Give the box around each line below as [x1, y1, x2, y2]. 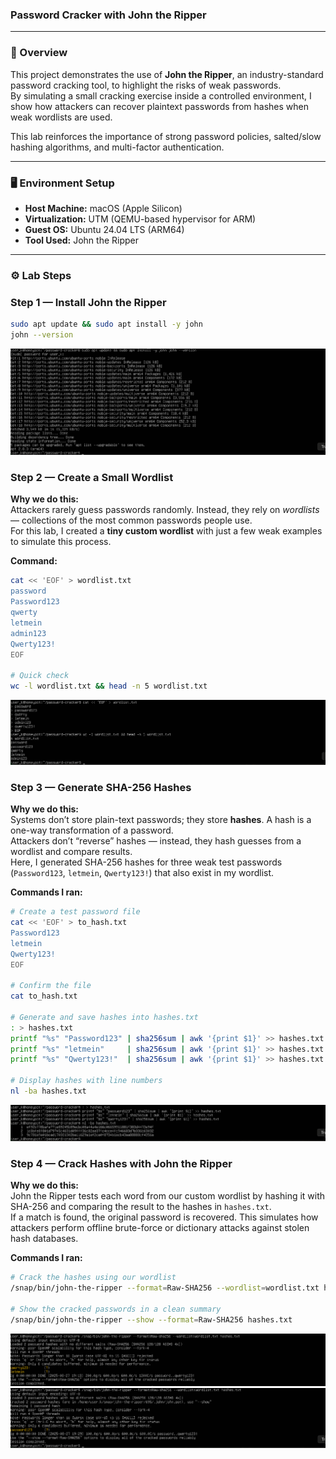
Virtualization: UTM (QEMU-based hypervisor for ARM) [24, 213, 257, 225]
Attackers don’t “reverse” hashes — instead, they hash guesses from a [10, 835, 302, 847]
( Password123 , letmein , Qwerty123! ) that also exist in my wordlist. [10, 867, 275, 879]
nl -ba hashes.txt [10, 1086, 87, 1097]
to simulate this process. [10, 536, 112, 548]
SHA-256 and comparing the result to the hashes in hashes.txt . [10, 1201, 272, 1213]
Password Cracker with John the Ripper [10, 8, 207, 22]
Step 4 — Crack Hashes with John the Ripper [10, 1156, 233, 1170]
